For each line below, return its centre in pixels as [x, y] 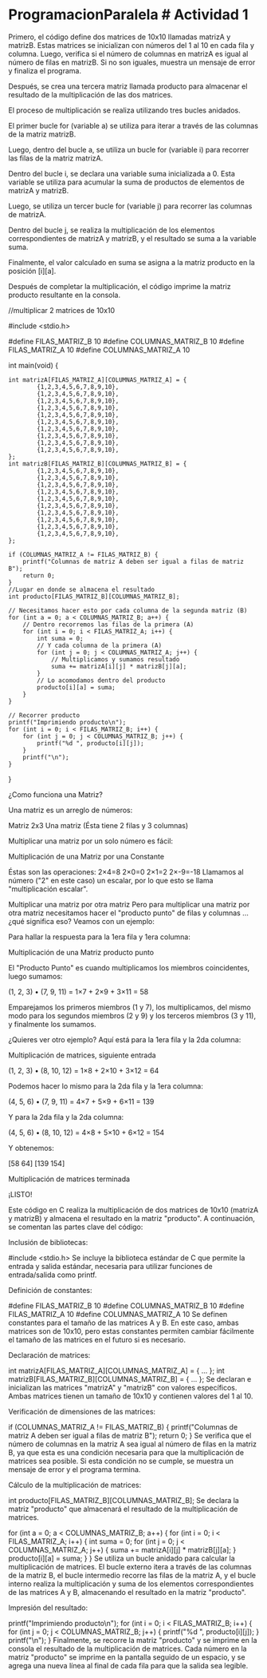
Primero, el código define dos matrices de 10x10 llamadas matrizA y [120, 37]
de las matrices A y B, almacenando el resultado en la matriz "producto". [128, 1592]
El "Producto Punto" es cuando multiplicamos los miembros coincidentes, [129, 967]
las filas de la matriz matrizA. [56, 158]
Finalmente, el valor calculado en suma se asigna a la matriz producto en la [132, 262]
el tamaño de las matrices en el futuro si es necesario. [97, 1339]
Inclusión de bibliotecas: [48, 1242]
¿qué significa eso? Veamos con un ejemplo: [82, 921]
